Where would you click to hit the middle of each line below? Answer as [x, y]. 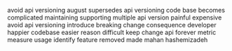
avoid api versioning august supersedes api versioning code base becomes [116, 10]
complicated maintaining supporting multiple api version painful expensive [115, 17]
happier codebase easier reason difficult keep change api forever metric [112, 32]
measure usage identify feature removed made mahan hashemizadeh [108, 40]
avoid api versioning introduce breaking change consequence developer [112, 25]
